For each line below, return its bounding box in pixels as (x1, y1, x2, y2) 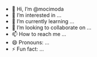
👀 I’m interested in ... (11, 12, 62, 19)
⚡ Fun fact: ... (11, 45, 44, 52)
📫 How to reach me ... (11, 31, 66, 37)
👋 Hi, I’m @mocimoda (11, 6, 64, 12)
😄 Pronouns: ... (11, 39, 50, 46)
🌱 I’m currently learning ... (11, 18, 75, 24)
